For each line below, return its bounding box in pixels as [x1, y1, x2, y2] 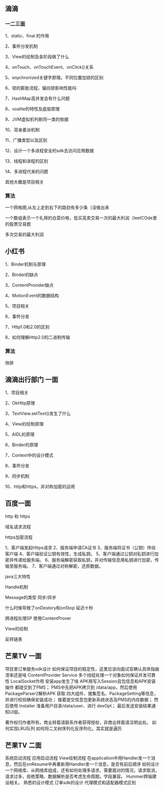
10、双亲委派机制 [5, 127, 40, 133]
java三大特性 [5, 573, 31, 579]
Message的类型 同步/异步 [5, 594, 57, 600]
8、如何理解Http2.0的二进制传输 [5, 334, 70, 340]
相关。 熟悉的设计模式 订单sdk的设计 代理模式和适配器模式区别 [9, 780, 136, 786]
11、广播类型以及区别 [5, 137, 47, 143]
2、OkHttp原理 [5, 400, 35, 406]
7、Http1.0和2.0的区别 [5, 324, 50, 330]
